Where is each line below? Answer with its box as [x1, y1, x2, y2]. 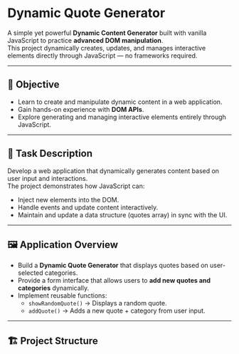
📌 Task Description [7, 147, 93, 160]
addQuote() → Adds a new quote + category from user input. [28, 306, 206, 315]
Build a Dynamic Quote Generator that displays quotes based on [17, 261, 208, 270]
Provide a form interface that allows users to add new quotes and [17, 276, 211, 285]
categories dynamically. [17, 283, 90, 293]
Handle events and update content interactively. [17, 203, 159, 212]
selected [17, 269, 44, 277]
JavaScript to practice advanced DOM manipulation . [7, 36, 164, 44]
